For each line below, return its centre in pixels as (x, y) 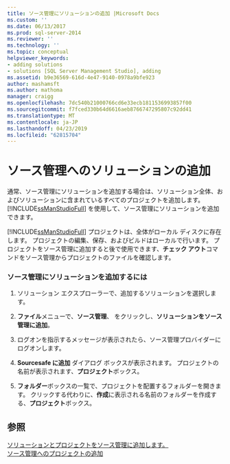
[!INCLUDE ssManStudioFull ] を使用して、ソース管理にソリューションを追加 (113, 209)
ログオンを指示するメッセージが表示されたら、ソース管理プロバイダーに (119, 340)
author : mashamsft (33, 84)
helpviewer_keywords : (38, 58)
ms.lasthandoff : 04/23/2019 (47, 129)
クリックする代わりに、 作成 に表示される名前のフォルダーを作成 (120, 395)
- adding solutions (35, 65)
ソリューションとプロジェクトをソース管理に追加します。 (88, 445)
